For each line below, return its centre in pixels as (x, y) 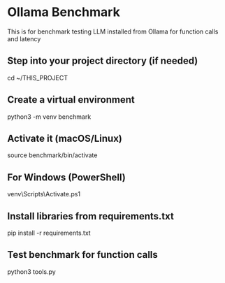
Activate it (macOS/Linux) (65, 138)
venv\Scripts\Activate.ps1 (44, 194)
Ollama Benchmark (64, 12)
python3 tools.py (31, 271)
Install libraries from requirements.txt (91, 216)
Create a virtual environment (71, 100)
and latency (24, 38)
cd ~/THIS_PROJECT (38, 78)
